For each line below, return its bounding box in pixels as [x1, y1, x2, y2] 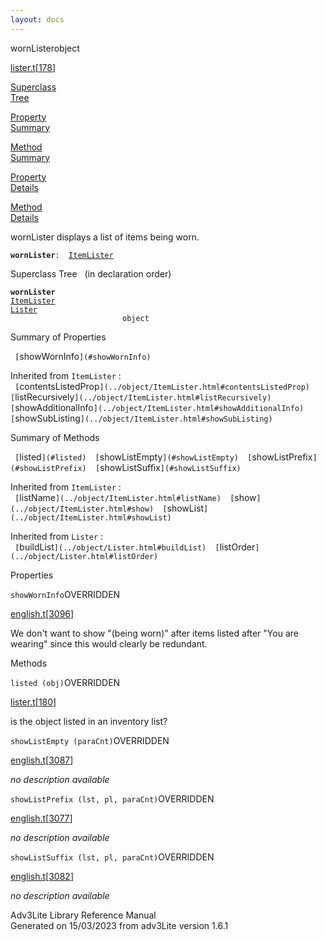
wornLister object [10, 42, 80, 54]
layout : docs [10, 14, 65, 25]
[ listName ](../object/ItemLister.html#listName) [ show [14, 491, 257, 503]
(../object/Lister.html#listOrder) [10, 551, 159, 561]
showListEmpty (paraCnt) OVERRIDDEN [10, 734, 170, 746]
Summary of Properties [10, 331, 107, 343]
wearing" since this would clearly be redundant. [10, 637, 208, 650]
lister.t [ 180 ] [10, 696, 57, 708]
